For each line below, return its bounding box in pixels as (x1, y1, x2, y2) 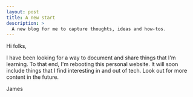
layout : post (6, 8, 39, 15)
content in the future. (6, 73, 59, 81)
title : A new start (6, 15, 56, 21)
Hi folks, (6, 42, 27, 50)
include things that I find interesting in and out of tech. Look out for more (6, 67, 188, 75)
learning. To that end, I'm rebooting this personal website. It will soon (6, 61, 178, 68)
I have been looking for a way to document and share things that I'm (6, 54, 177, 61)
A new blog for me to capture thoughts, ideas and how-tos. (11, 25, 166, 32)
